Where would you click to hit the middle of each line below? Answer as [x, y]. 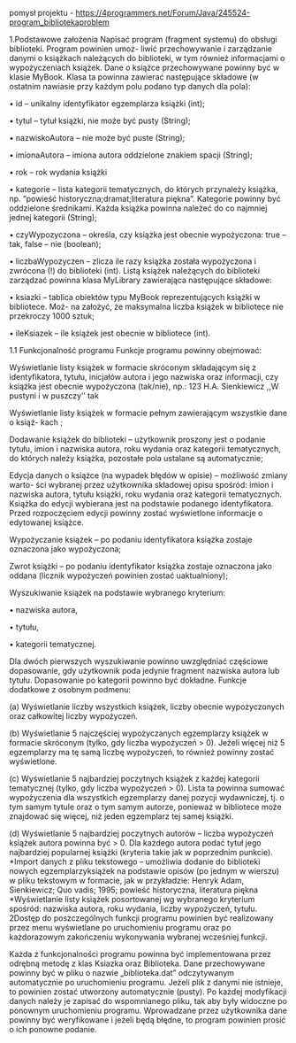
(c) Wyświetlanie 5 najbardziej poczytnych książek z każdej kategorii [134, 779]
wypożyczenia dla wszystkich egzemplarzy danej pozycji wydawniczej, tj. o [147, 797]
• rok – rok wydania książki [58, 172]
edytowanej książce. [46, 522]
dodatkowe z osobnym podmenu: [70, 689]
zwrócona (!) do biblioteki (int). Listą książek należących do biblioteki [135, 270]
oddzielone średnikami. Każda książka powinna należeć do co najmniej [138, 208]
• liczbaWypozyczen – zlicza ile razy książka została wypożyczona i [133, 261]
